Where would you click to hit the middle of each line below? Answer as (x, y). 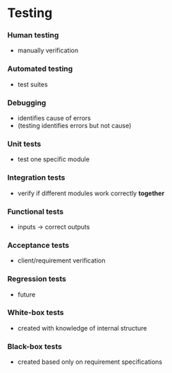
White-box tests (36, 313)
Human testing (33, 35)
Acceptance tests (38, 245)
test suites (32, 84)
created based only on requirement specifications (90, 362)
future (26, 294)
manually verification (48, 50)
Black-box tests (35, 346)
